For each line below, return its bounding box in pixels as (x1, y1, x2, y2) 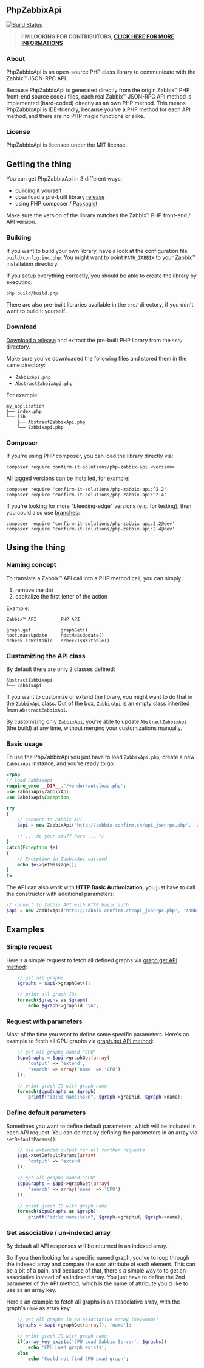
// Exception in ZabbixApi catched (17, 856, 107, 862)
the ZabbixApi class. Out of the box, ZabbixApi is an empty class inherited (6, 700, 190, 707)
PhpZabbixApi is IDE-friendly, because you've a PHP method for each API (6, 106, 191, 113)
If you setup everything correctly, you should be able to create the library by (6, 272, 197, 279)
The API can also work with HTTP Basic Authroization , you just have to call (6, 884, 195, 891)
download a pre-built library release (15, 193, 105, 201)
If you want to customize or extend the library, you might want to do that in (6, 693, 193, 700)
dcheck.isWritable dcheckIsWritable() (6, 637, 110, 644)
